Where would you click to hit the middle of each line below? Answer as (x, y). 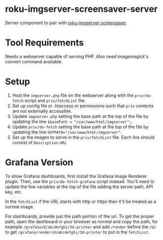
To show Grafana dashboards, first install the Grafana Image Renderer (76, 176)
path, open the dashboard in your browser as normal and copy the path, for (82, 221)
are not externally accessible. (42, 111)
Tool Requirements (45, 43)
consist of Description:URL (40, 142)
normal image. (20, 206)
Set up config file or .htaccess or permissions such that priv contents (83, 106)
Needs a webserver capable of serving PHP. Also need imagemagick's (77, 56)
